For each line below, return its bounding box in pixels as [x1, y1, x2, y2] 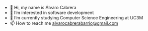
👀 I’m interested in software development [9, 10, 94, 15]
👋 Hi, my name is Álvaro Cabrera [9, 5, 76, 10]
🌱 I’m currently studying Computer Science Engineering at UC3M [9, 15, 143, 20]
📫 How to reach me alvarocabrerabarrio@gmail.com [9, 20, 118, 26]
